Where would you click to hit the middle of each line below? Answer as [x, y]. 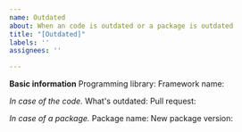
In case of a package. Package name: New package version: [121, 119]
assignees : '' [36, 51]
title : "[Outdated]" [48, 34]
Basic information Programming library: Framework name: [117, 84]
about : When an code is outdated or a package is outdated [121, 26]
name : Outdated [38, 17]
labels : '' [29, 42]
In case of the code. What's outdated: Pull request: [103, 101]
